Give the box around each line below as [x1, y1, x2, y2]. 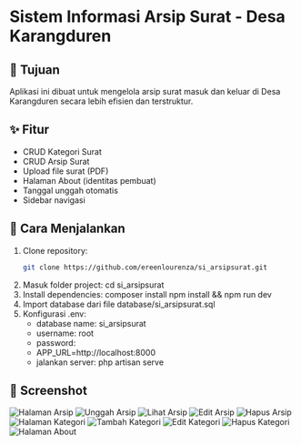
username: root [35, 328, 94, 339]
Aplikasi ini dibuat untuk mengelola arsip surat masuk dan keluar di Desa [9, 86, 281, 96]
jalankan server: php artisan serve [35, 357, 165, 368]
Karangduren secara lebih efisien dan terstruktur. [9, 96, 194, 106]
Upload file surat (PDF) [22, 166, 109, 177]
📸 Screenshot [9, 382, 88, 398]
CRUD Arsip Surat [22, 156, 90, 167]
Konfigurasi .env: [22, 308, 86, 319]
